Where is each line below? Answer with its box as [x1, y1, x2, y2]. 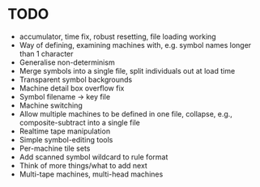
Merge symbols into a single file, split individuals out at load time [19, 66, 236, 75]
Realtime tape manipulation [19, 126, 111, 136]
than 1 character [19, 49, 74, 58]
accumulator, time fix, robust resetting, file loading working [19, 32, 216, 41]
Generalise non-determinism [19, 57, 115, 67]
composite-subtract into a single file [19, 117, 141, 127]
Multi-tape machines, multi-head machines [19, 169, 164, 179]
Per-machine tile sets [19, 143, 91, 153]
